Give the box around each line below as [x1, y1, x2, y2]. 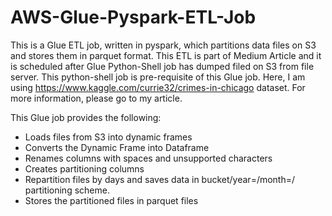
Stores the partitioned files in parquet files [24, 194, 199, 206]
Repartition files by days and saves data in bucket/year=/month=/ [24, 173, 296, 185]
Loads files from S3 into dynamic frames [24, 131, 193, 143]
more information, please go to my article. [10, 92, 183, 104]
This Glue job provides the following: [10, 111, 162, 123]
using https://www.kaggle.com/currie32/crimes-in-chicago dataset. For [10, 81, 306, 93]
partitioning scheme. [24, 184, 110, 196]
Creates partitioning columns [24, 162, 145, 175]
